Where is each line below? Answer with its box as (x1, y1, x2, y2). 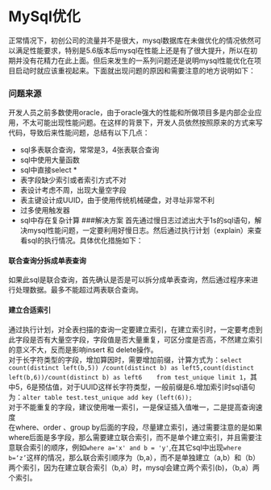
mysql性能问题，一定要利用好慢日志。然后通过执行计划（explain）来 (27, 226, 256, 235)
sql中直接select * (19, 165, 77, 175)
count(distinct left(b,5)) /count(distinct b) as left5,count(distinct (8, 363, 254, 372)
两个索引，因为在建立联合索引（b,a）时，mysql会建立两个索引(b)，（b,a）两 (8, 463, 260, 472)
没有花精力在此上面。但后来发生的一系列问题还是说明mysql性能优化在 (22, 56, 255, 65)
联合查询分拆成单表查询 (8, 255, 86, 265)
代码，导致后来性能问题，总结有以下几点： (8, 128, 150, 138)
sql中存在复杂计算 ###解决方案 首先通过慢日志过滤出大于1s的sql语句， (19, 215, 256, 226)
